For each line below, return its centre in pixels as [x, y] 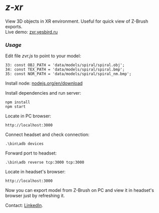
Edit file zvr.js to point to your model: [43, 56]
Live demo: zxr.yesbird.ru [31, 32]
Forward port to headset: [31, 153]
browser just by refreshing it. [35, 196]
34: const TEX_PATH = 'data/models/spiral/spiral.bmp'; [65, 69]
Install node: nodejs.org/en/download [44, 83]
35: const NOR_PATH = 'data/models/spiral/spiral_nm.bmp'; [68, 74]
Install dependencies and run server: [43, 93]
